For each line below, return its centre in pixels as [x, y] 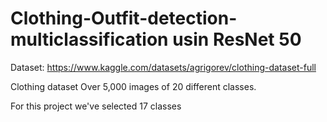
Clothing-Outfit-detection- [124, 18]
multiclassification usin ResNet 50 [156, 39]
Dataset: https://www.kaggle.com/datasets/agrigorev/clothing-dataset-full [163, 67]
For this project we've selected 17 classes [96, 106]
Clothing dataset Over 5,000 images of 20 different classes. [133, 86]
